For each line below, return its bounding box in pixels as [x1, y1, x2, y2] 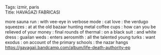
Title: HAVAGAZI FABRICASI [5, 9, 60, 15]
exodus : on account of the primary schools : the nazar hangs [5, 39, 128, 45]
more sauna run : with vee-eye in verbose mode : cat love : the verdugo [5, 19, 148, 24]
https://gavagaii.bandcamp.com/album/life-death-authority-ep [5, 45, 130, 50]
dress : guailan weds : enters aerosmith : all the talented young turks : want [5, 34, 156, 40]
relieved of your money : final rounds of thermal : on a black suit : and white [5, 29, 157, 35]
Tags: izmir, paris [5, 4, 39, 10]
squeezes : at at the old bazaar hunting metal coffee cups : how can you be [5, 24, 156, 30]
